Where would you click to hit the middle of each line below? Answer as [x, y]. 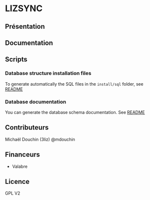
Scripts [16, 60]
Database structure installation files [48, 73]
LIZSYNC [24, 9]
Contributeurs [27, 128]
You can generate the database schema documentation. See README [75, 112]
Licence [17, 181]
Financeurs [23, 155]
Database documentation [36, 102]
